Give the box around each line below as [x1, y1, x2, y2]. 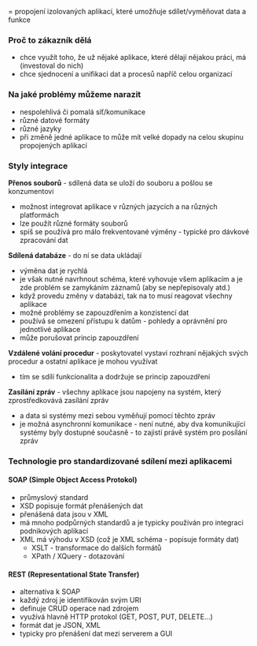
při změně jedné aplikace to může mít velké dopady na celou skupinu [19, 132, 244, 141]
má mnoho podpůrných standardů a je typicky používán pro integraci [19, 518, 244, 528]
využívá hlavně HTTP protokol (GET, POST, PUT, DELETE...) [19, 612, 214, 622]
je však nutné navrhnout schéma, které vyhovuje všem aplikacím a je [19, 274, 244, 283]
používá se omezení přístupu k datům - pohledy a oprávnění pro [19, 316, 228, 326]
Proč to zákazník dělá [8, 35, 92, 46]
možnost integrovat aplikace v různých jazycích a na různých [19, 201, 218, 211]
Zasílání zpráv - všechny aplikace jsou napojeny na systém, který [8, 386, 222, 397]
